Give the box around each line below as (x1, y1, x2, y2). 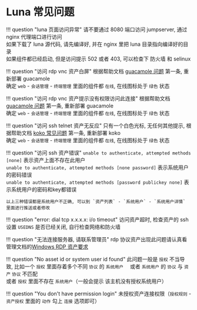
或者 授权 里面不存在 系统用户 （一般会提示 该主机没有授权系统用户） (6, 277, 168, 285)
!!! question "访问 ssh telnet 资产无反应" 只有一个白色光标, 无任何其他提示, (6, 122, 185, 129)
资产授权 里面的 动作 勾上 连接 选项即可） (6, 297, 100, 304)
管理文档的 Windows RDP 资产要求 (6, 243, 88, 250)
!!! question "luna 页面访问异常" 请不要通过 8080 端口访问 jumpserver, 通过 (6, 26, 188, 33)
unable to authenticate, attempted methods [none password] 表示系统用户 (6, 164, 189, 171)
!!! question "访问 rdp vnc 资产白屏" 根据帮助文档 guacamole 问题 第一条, (6, 68, 182, 75)
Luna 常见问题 (6, 5, 75, 19)
